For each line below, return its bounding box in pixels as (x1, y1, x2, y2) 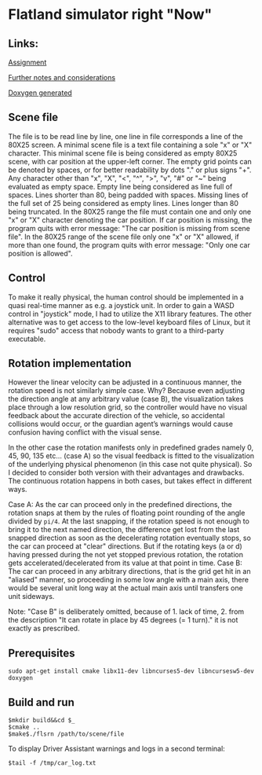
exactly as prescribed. (8, 623, 80, 634)
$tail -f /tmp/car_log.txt (8, 759, 96, 767)
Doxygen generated (8, 88, 72, 97)
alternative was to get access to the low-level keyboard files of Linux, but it (8, 317, 251, 327)
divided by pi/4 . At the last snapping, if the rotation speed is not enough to (8, 516, 249, 526)
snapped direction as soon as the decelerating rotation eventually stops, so (8, 533, 251, 543)
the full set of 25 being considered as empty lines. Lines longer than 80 (8, 198, 239, 208)
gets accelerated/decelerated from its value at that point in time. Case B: (8, 558, 243, 567)
